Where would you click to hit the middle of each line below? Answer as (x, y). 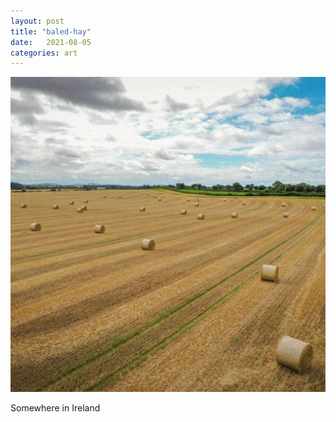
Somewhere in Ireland (55, 408)
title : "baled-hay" (51, 31)
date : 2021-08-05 (51, 42)
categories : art (44, 53)
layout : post (37, 21)
